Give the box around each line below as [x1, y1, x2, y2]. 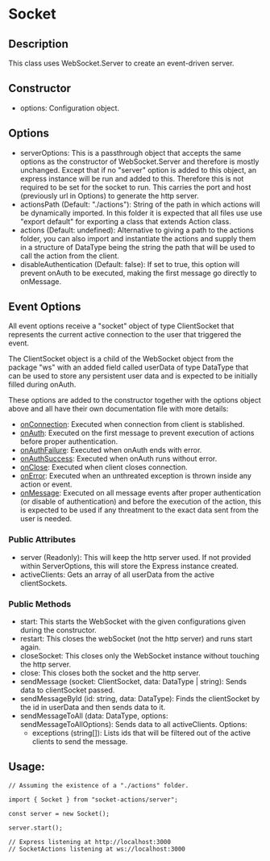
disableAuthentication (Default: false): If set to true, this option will [19, 259, 240, 269]
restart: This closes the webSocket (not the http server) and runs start [19, 634, 253, 644]
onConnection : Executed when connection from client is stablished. [19, 420, 245, 429]
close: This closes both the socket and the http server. [19, 668, 201, 678]
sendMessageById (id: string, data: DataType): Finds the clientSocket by [19, 694, 260, 704]
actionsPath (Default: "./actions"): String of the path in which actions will [19, 199, 260, 209]
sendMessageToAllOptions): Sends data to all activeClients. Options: [19, 720, 247, 729]
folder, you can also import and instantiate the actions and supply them [19, 233, 256, 243]
